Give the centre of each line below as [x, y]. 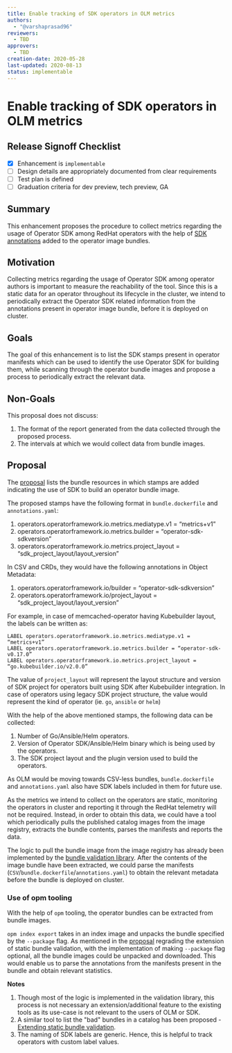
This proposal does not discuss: [53, 415]
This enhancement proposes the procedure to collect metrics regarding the [115, 226]
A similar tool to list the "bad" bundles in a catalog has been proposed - [119, 1020]
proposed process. [44, 436]
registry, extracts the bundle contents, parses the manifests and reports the [115, 829]
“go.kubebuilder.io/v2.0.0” [48, 667]
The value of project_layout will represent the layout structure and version [114, 679]
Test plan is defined [45, 179]
